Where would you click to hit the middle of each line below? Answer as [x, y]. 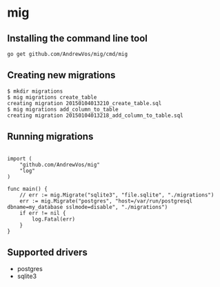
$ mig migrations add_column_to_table [63, 109]
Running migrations [50, 137]
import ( [20, 158]
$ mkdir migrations [35, 91]
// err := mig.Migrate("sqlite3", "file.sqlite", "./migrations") [117, 195]
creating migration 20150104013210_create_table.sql [84, 103]
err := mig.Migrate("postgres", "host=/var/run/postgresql [106, 201]
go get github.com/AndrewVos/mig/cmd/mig [68, 54]
